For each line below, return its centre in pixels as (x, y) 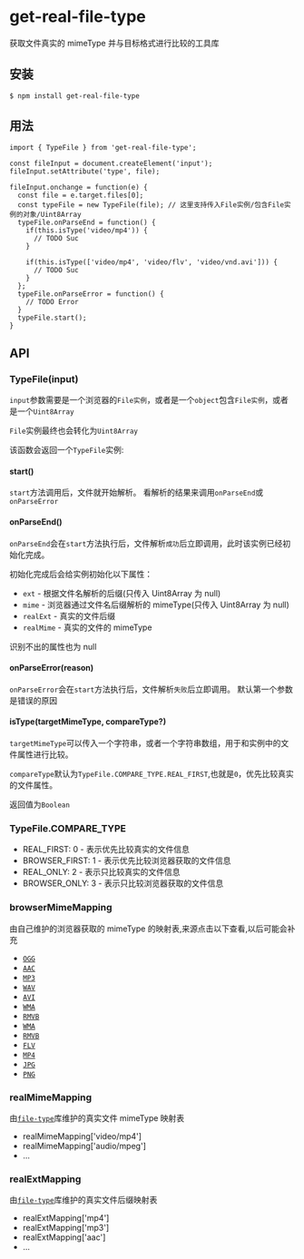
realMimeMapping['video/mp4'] (82, 1136)
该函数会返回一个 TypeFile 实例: (67, 450)
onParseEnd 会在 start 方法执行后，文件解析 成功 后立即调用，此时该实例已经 (146, 543)
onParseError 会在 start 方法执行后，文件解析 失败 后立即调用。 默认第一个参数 (151, 689)
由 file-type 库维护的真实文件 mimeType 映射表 (97, 1117)
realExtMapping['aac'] (64, 1237)
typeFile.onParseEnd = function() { (87, 222)
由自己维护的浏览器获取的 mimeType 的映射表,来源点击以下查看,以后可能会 (148, 929)
